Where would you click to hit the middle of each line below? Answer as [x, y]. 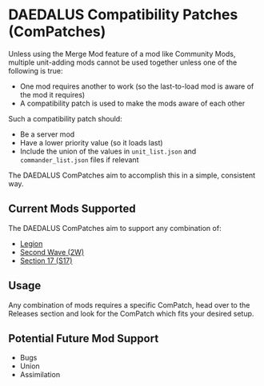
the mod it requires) [52, 94]
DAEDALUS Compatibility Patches [123, 15]
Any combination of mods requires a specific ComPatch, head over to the [129, 304]
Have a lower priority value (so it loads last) [91, 142]
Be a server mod [47, 134]
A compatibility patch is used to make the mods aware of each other [132, 103]
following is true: [36, 70]
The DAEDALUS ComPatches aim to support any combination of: [115, 228]
